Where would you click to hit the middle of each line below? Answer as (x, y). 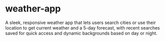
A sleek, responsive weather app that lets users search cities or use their (80, 22)
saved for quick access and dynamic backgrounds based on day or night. (81, 33)
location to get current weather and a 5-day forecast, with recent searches (82, 27)
